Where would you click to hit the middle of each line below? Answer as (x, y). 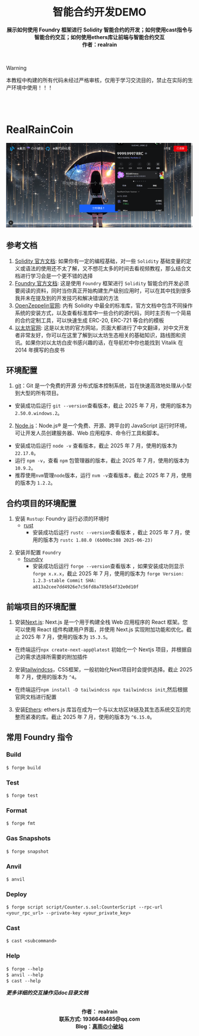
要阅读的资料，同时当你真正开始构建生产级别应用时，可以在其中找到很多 (103, 291)
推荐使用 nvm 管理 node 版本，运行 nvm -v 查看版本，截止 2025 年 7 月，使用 (103, 476)
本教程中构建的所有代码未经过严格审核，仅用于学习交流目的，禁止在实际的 (97, 80)
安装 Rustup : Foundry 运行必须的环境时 (62, 519)
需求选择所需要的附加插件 (56, 657)
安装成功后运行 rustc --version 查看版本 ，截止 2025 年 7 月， (109, 533)
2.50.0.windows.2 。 (39, 413)
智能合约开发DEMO (99, 12)
